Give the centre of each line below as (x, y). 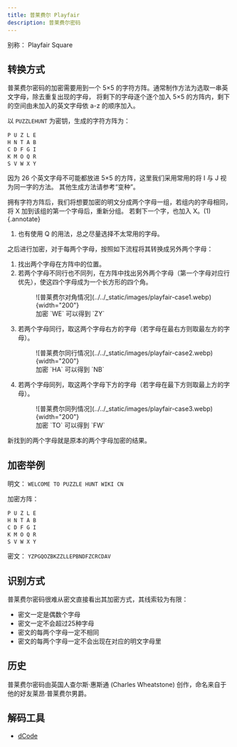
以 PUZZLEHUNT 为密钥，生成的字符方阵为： (69, 121)
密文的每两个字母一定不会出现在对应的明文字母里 (89, 641)
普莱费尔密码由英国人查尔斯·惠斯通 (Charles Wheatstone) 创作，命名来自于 (117, 684)
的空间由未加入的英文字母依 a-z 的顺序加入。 (73, 106)
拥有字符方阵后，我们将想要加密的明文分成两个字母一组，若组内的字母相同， (120, 202)
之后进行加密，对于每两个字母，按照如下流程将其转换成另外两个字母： (110, 249)
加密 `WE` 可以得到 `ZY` (70, 314)
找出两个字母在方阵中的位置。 (61, 264)
